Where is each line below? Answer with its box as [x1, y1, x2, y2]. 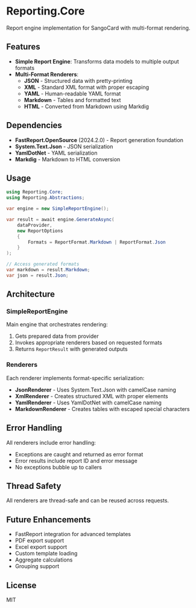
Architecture [6, 289, 55, 300]
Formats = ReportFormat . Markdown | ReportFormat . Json [28, 239, 166, 245]
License [6, 580, 37, 590]
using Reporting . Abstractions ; [6, 195, 85, 201]
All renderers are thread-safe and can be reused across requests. [6, 497, 169, 504]
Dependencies [6, 120, 62, 131]
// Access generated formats [6, 261, 80, 267]
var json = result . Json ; [6, 272, 69, 279]
